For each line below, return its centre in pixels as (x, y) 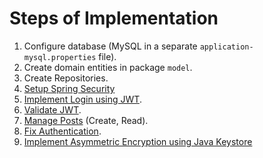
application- (226, 47)
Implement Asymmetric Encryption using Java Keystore (138, 141)
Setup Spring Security (69, 88)
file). (107, 56)
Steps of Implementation (114, 18)
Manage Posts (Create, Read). (86, 120)
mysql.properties (60, 57)
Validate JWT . (52, 109)
